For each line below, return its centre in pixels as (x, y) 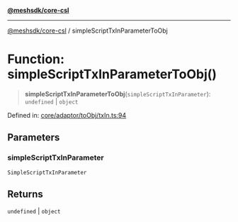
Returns (25, 194)
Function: (36, 59)
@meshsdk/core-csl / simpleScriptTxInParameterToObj (87, 30)
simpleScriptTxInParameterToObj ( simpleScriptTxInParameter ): (118, 94)
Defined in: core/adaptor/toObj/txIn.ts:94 (67, 115)
